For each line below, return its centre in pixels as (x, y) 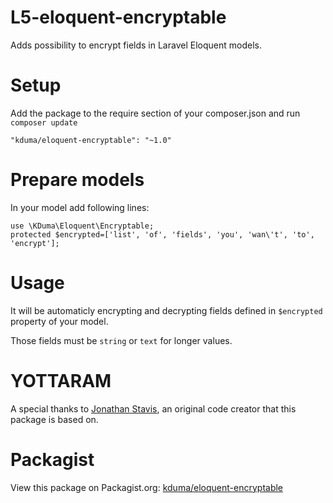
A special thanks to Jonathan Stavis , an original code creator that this (153, 408)
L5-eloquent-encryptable (118, 17)
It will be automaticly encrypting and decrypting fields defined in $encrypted (166, 310)
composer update (44, 122)
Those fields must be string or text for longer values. (121, 340)
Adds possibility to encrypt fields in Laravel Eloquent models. (136, 45)
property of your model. (59, 321)
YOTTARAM (61, 380)
